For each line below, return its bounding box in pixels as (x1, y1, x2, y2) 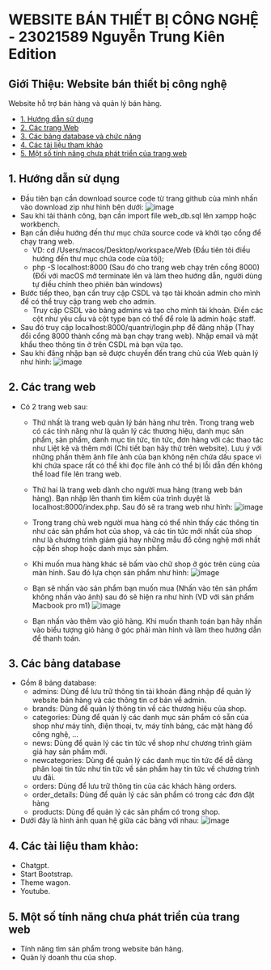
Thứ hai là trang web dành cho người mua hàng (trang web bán (32, 485, 243, 494)
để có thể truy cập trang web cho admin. (19, 296, 156, 306)
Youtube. (19, 887, 51, 896)
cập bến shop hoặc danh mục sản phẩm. (32, 543, 169, 553)
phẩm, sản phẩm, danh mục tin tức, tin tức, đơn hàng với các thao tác (32, 434, 264, 444)
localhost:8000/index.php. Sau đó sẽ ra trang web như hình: (32, 502, 233, 511)
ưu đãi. (32, 773, 56, 782)
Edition (8, 45, 57, 63)
